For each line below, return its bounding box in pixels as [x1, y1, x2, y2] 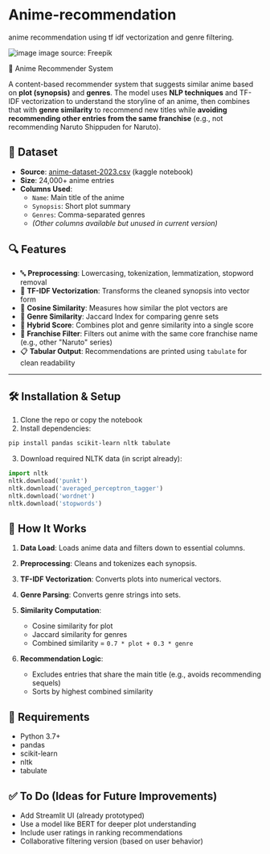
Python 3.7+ [19, 731, 61, 741]
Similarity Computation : [19, 606, 102, 615]
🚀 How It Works [8, 522, 87, 535]
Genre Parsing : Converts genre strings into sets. [19, 590, 181, 600]
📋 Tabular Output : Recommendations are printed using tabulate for [19, 346, 247, 356]
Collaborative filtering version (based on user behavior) [19, 836, 203, 846]
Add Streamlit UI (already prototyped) [19, 810, 145, 820]
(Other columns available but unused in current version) [31, 218, 219, 227]
